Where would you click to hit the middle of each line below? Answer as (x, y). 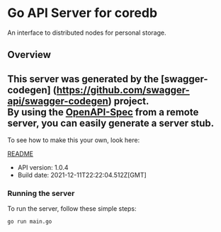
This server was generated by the (83, 79)
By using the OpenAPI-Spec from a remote (103, 112)
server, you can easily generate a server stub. (111, 123)
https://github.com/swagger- (123, 90)
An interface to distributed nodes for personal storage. (87, 33)
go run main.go (30, 222)
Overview (29, 55)
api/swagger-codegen (58, 101)
